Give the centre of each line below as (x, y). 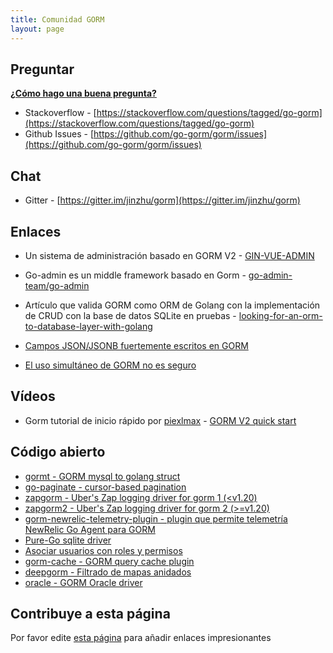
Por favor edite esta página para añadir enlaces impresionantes (141, 638)
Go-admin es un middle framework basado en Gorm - (135, 275)
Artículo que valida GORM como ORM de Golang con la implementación (172, 305)
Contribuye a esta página (90, 613)
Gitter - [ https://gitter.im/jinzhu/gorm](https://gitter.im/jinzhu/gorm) (162, 200)
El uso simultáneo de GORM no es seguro (110, 365)
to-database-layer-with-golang (88, 326)
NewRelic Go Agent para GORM (90, 529)
